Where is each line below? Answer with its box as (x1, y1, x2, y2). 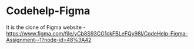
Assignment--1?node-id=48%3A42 (6, 36, 92, 43)
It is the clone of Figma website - (6, 24, 86, 31)
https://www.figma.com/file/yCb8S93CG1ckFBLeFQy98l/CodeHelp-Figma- (6, 30, 188, 37)
